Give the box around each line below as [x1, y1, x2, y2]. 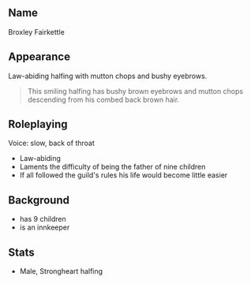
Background [8, 193, 69, 207]
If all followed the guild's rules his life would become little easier [19, 170, 228, 180]
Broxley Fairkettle [8, 27, 65, 36]
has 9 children [19, 215, 66, 224]
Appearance [8, 50, 71, 64]
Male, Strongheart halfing [19, 267, 103, 276]
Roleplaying [8, 118, 69, 131]
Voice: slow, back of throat [8, 138, 95, 148]
